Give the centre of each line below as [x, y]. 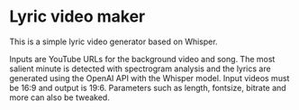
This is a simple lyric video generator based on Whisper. [113, 41]
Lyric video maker [77, 17]
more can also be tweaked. [59, 97]
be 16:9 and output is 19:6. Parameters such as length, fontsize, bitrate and [148, 87]
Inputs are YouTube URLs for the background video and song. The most [142, 59]
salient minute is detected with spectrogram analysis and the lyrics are [140, 69]
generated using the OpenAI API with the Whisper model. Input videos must [149, 78]
